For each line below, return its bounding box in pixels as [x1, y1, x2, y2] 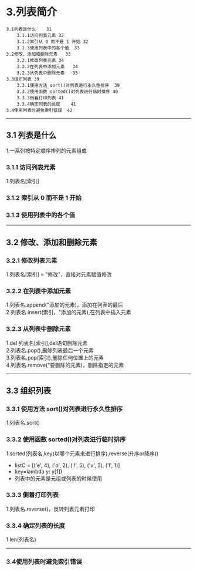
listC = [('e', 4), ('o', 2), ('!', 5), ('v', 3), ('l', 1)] [14, 462, 120, 469]
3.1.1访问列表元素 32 [16, 32, 64, 38]
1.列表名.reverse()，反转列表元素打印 [6, 505, 95, 512]
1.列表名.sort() [6, 419, 40, 426]
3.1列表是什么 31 [6, 26, 52, 32]
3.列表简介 [6, 5, 57, 19]
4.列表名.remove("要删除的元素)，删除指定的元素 [6, 361, 124, 368]
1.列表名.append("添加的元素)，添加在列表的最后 [6, 301, 123, 308]
